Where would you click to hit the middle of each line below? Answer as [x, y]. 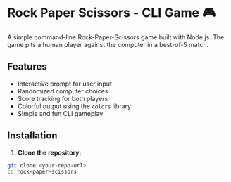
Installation [32, 136]
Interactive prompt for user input [65, 84]
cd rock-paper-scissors [42, 172]
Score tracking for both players [63, 98]
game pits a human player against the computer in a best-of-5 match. [108, 44]
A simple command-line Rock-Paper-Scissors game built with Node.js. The [116, 37]
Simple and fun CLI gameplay [60, 113]
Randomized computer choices [63, 91]
